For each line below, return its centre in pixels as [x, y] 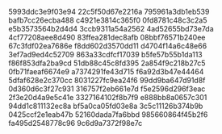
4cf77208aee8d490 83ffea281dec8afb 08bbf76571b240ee [107, 37]
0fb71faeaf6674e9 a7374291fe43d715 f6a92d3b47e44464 [106, 71]
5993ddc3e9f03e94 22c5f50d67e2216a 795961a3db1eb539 [109, 12]
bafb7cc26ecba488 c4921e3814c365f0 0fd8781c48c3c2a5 [108, 20]
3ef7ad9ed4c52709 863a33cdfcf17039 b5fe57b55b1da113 [106, 54]
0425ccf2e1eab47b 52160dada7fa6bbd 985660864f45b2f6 [108, 115]
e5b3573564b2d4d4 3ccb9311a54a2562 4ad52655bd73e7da [111, 29]
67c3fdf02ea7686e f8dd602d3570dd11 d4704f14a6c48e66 [108, 46]
